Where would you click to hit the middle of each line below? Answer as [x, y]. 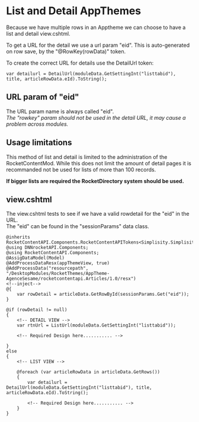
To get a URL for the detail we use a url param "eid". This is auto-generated [98, 45]
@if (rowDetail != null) [37, 310]
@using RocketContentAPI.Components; [53, 253]
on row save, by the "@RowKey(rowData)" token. [66, 51]
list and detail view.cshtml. [38, 33]
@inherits [18, 237]
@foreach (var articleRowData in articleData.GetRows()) [89, 372]
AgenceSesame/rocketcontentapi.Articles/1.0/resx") [71, 279]
